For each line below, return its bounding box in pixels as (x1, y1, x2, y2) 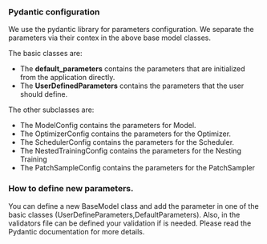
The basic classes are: (8, 49, 83, 58)
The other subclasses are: (8, 105, 95, 114)
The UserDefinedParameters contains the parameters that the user (19, 81, 245, 90)
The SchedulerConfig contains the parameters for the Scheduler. (19, 138, 235, 147)
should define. (19, 90, 68, 99)
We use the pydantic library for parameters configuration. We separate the (8, 25, 254, 34)
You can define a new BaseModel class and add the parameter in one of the (8, 201, 259, 210)
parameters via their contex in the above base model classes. (8, 33, 211, 42)
